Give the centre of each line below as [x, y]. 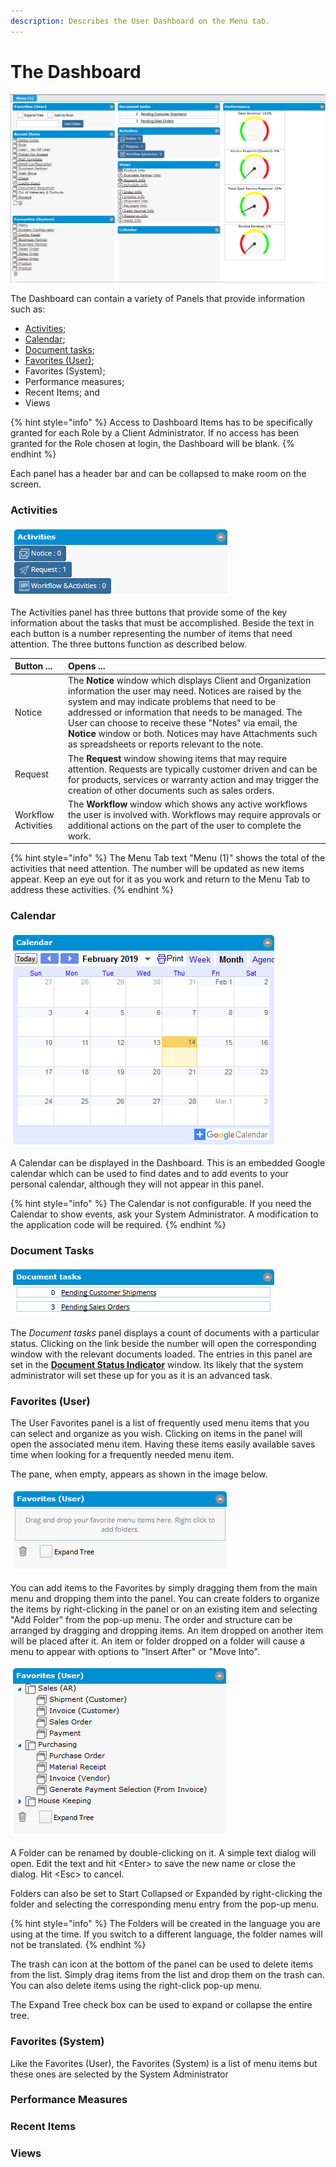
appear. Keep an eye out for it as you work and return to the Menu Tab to [160, 879]
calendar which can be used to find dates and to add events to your [149, 1173]
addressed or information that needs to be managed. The [185, 712]
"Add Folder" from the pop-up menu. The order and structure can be [151, 1620]
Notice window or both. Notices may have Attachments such [192, 734]
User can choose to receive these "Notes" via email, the [182, 723]
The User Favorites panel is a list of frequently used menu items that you [160, 1423]
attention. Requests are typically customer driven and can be [192, 769]
